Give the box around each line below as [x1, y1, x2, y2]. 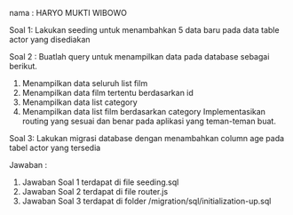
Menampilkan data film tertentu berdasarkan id [21, 88, 194, 98]
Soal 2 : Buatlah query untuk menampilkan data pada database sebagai [9, 52, 270, 61]
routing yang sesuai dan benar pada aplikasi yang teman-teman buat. [21, 115, 277, 126]
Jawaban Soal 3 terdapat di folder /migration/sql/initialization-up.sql [21, 195, 272, 206]
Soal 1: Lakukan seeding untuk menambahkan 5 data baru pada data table [9, 25, 280, 35]
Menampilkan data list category [21, 97, 138, 107]
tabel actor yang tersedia [9, 142, 101, 153]
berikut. [9, 61, 38, 71]
